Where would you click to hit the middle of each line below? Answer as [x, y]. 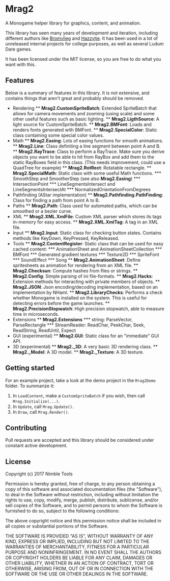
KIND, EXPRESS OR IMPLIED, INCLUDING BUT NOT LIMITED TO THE [77, 542]
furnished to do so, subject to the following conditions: [62, 511]
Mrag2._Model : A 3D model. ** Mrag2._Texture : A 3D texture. [78, 352]
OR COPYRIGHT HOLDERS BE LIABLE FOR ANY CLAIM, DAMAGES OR [79, 558]
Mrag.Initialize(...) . [36, 401]
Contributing [26, 428]
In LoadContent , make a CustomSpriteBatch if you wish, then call [79, 395]
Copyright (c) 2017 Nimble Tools [39, 474]
